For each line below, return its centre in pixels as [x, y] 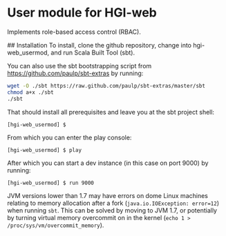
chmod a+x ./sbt [30, 92]
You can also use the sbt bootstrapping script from [79, 66]
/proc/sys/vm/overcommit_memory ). [56, 225]
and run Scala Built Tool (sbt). [93, 52]
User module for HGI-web [82, 13]
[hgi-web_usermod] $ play [44, 150]
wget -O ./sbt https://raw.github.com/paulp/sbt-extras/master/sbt [106, 86]
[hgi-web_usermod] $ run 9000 [51, 183]
